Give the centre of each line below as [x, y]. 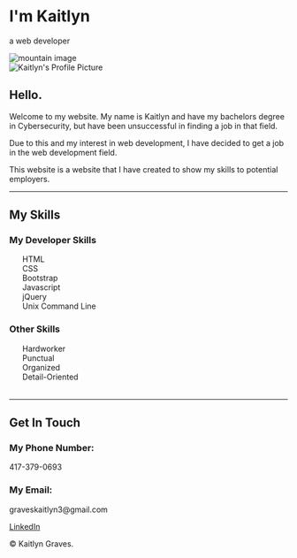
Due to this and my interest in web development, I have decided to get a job [147, 142]
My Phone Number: [52, 448]
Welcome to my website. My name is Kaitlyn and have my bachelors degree [147, 116]
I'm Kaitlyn [50, 16]
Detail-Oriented [50, 377]
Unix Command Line [59, 306]
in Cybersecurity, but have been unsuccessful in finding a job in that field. [144, 126]
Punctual [38, 358]
